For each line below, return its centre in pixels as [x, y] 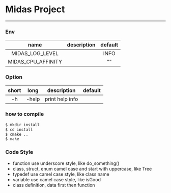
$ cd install [19, 129]
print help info [62, 99]
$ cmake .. [17, 134]
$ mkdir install [22, 125]
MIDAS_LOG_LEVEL [35, 54]
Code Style [19, 152]
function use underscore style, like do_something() [66, 163]
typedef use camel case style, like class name [61, 174]
